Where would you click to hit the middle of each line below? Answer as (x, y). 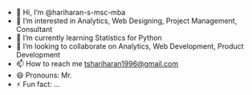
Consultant (34, 29)
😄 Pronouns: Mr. (44, 75)
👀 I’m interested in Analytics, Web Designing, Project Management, (126, 21)
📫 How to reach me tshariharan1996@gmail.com (97, 63)
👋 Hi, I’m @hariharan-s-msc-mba (71, 12)
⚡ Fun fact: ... (38, 84)
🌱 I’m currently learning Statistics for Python (89, 38)
